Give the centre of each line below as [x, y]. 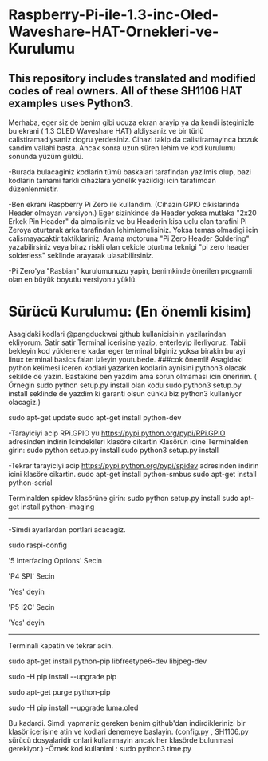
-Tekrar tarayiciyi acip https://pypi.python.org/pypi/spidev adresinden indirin [134, 465]
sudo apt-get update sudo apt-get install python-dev [95, 417]
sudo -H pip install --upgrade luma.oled [73, 707]
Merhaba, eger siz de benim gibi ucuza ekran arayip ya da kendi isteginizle [131, 122]
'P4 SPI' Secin [32, 576]
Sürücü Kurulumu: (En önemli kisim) [130, 312]
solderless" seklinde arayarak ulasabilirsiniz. [81, 255]
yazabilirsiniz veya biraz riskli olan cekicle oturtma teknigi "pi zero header [129, 247]
